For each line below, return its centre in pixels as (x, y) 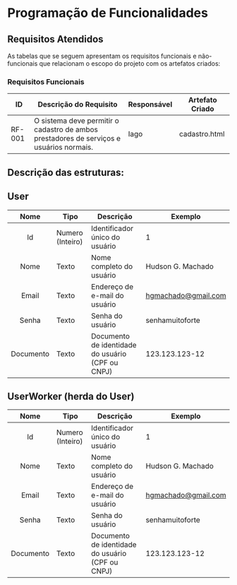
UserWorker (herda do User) (71, 396)
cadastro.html (202, 134)
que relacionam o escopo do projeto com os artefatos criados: (130, 64)
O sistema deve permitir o (77, 121)
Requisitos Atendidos (55, 39)
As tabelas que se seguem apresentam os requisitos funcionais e (102, 56)
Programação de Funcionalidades (108, 13)
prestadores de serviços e (78, 138)
